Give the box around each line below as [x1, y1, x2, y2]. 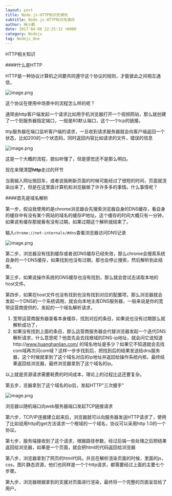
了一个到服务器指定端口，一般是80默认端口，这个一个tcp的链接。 [5, 117, 143, 123]
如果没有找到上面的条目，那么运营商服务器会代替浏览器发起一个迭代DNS [12, 328, 166, 334]
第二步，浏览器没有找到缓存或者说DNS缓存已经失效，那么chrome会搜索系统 [5, 250, 165, 256]
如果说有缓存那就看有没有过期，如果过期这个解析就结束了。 [5, 218, 131, 225]
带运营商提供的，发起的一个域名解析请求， [5, 304, 95, 310]
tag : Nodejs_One [5, 36, 40, 42]
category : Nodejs [5, 31, 42, 36]
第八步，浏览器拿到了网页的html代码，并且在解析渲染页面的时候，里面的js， [5, 455, 166, 461]
